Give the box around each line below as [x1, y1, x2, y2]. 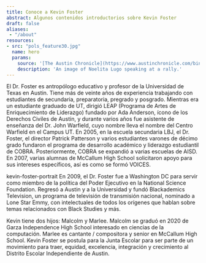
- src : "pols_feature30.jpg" [6, 44, 81, 50]
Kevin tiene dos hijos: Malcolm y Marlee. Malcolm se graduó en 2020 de [6, 217, 189, 224]
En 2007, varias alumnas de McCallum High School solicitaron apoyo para [6, 154, 193, 162]
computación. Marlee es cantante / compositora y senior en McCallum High [6, 231, 197, 238]
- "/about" [9, 32, 37, 38]
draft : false [6, 20, 40, 26]
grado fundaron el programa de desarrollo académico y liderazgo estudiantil [6, 142, 199, 149]
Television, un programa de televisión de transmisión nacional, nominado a [6, 192, 195, 200]
